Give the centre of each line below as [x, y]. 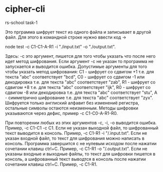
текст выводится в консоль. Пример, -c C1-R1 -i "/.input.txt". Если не [76, 133]
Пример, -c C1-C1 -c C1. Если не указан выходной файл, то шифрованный [82, 128]
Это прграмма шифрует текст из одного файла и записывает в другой [78, 32]
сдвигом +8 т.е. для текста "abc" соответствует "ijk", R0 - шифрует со [78, 87]
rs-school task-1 [21, 22]
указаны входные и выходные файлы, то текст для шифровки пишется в [80, 154]
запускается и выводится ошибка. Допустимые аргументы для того [76, 66]
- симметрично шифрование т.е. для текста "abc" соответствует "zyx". [79, 97]
